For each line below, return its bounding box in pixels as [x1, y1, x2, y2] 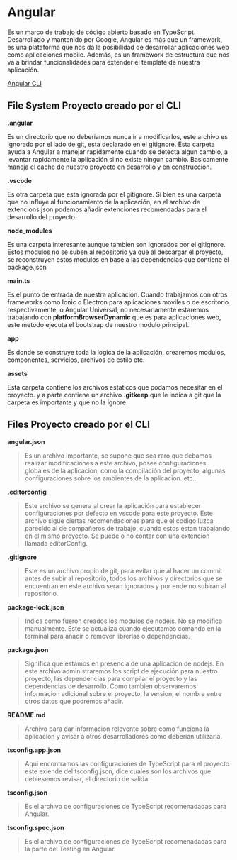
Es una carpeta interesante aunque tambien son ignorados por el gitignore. [7, 240, 226, 248]
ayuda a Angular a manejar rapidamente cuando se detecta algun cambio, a [7, 147, 229, 156]
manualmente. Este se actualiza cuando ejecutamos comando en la [24, 624, 221, 632]
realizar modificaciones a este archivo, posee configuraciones [24, 458, 207, 467]
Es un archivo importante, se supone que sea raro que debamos [24, 451, 212, 460]
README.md [7, 710, 46, 719]
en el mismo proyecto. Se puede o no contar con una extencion [24, 531, 210, 540]
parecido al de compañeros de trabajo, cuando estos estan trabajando [24, 524, 230, 532]
